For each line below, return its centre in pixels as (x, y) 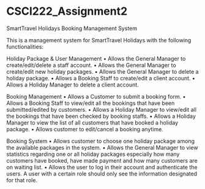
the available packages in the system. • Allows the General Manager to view (102, 147)
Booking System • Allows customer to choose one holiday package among (100, 141)
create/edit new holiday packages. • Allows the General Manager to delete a (102, 71)
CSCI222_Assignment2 (67, 11)
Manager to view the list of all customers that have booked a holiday (92, 122)
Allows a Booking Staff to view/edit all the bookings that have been (91, 103)
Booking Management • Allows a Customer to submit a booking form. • (96, 96)
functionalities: (25, 47)
